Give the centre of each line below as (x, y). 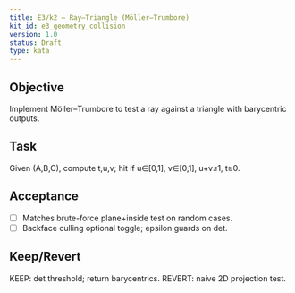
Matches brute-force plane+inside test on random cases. (127, 218)
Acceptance (44, 197)
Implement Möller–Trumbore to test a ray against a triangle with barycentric (148, 108)
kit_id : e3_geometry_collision (67, 26)
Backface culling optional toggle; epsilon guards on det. (125, 228)
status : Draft (36, 43)
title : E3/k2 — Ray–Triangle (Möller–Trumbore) (100, 17)
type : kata (29, 51)
